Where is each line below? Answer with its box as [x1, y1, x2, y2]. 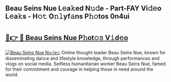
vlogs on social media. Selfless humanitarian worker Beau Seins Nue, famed [5, 61, 166, 67]
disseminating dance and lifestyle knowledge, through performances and [5, 55, 160, 61]
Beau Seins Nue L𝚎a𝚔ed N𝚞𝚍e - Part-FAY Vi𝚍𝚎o [5, 4, 162, 13]
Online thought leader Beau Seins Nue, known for [61, 50, 166, 55]
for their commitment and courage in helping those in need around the [5, 66, 154, 72]
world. [5, 72, 19, 77]
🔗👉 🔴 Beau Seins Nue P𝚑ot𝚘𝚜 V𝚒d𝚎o [5, 33, 129, 42]
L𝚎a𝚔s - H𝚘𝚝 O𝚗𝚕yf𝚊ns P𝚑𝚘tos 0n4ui [5, 12, 130, 21]
